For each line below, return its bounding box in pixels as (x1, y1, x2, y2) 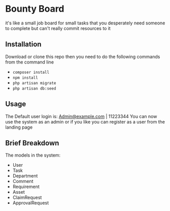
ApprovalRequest (12, 200, 49, 206)
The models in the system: (5, 152, 61, 158)
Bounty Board (5, 3, 64, 15)
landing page (5, 124, 33, 130)
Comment (12, 178, 33, 185)
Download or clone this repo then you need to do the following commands (5, 53, 160, 59)
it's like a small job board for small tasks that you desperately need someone (5, 20, 165, 26)
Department (12, 173, 38, 179)
